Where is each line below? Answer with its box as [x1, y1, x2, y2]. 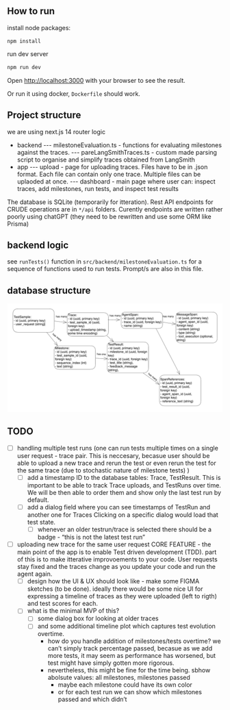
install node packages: [7, 23, 71, 31]
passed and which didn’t [57, 695, 127, 704]
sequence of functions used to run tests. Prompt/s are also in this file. [7, 265, 204, 273]
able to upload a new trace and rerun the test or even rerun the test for [16, 459, 217, 467]
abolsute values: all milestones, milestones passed [47, 674, 190, 682]
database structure [7, 284, 91, 296]
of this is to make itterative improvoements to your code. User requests [16, 555, 218, 563]
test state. [27, 518, 56, 527]
